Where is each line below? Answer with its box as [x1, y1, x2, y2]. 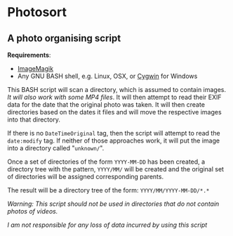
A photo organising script [7, 32, 121, 44]
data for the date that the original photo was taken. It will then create [7, 100, 206, 109]
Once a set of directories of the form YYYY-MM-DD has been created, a [7, 157, 206, 166]
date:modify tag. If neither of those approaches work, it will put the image [7, 136, 220, 145]
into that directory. [7, 115, 61, 124]
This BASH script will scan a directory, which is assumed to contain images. [7, 86, 227, 93]
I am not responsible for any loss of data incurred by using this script [7, 221, 208, 229]
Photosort [7, 4, 67, 20]
